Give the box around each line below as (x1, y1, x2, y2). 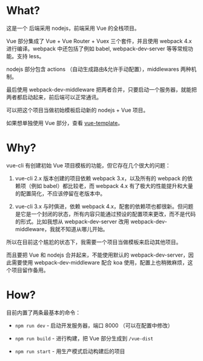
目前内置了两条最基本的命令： (6, 309, 81, 316)
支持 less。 (16, 52, 45, 59)
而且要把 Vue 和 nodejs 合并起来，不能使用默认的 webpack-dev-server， (6, 251, 189, 258)
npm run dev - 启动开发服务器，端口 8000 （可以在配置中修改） (15, 322, 173, 329)
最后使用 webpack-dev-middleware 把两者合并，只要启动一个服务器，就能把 (6, 86, 197, 93)
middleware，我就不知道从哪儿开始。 (15, 225, 108, 232)
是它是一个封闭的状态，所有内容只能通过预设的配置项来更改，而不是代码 (15, 210, 196, 217)
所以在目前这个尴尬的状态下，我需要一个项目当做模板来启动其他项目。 (6, 238, 182, 246)
